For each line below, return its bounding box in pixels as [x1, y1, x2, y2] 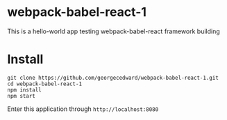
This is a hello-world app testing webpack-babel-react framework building [7, 27, 220, 35]
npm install [7, 86, 42, 94]
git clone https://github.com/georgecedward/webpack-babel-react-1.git [7, 74, 219, 81]
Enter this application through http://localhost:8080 [7, 105, 159, 113]
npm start [7, 92, 36, 99]
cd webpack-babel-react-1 [7, 80, 82, 87]
